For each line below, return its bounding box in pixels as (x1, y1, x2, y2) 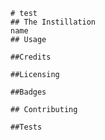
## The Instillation (10, 17, 97, 27)
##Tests (10, 122, 43, 132)
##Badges (10, 87, 47, 97)
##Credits (10, 52, 52, 62)
